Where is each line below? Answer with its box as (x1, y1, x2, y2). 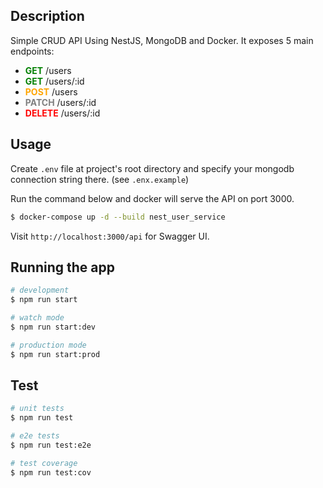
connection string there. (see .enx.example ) (10, 173, 190, 185)
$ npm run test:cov (10, 467, 92, 478)
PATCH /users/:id (24, 96, 97, 108)
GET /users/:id (24, 75, 85, 87)
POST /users (24, 85, 78, 98)
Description (10, 8, 85, 25)
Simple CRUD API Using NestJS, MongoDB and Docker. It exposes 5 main (10, 34, 314, 46)
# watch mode (10, 313, 65, 323)
